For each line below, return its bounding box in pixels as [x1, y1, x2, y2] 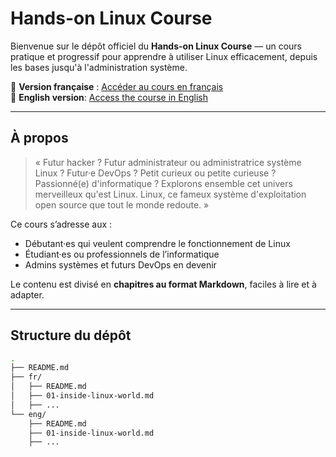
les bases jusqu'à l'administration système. [10, 61, 188, 73]
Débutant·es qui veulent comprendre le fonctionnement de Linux [24, 237, 291, 249]
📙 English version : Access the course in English [10, 91, 209, 103]
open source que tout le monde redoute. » [34, 198, 210, 211]
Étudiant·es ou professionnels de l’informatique [24, 248, 220, 260]
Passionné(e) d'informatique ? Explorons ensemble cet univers [34, 177, 293, 189]
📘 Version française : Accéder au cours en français [10, 80, 224, 92]
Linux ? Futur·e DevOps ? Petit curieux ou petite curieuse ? [34, 167, 277, 179]
